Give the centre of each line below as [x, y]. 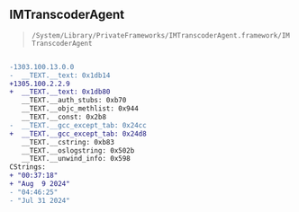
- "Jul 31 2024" [40, 200]
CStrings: [28, 167]
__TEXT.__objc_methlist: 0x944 [80, 109]
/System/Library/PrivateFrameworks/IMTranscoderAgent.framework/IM [160, 35]
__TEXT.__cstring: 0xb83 [68, 142]
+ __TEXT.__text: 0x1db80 [60, 92]
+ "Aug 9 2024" [40, 184]
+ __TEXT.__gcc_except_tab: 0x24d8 [78, 134]
